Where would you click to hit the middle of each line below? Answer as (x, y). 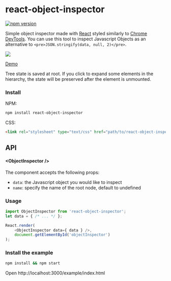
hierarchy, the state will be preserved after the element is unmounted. (78, 79)
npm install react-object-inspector (44, 113)
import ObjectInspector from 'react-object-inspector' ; (66, 211)
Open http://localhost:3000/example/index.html (55, 273)
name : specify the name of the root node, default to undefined (77, 188)
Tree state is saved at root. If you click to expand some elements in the (79, 74)
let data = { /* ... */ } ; (34, 216)
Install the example (29, 253)
